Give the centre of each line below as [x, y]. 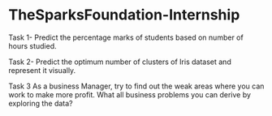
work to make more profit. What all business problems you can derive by [130, 94]
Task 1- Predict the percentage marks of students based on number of [126, 37]
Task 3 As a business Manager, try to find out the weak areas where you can [136, 86]
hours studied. [32, 45]
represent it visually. [42, 70]
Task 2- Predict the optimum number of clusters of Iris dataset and [120, 62]
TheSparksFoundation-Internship [124, 15]
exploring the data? [41, 103]
